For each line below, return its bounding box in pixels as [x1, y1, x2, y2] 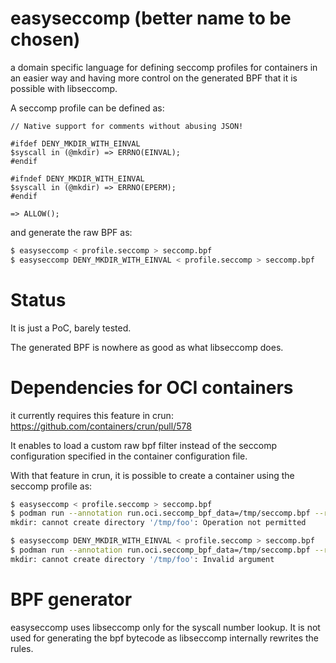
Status [10, 288, 67, 311]
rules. [10, 642, 34, 654]
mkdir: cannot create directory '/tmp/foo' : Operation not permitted [10, 518, 307, 528]
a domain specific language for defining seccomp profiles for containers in [10, 61, 318, 73]
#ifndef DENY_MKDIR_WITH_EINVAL [10, 173, 145, 184]
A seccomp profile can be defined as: [10, 102, 165, 114]
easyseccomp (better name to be [10, 7, 292, 30]
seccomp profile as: [10, 480, 93, 492]
